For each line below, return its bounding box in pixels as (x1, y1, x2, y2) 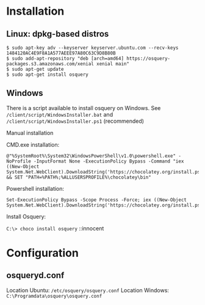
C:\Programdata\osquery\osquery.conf (6, 293, 103, 299)
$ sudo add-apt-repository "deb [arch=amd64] (6, 56, 124, 62)
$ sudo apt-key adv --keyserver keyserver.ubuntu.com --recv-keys (6, 45, 179, 51)
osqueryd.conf (6, 270, 65, 281)
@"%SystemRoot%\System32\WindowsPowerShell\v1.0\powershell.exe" (6, 153, 176, 159)
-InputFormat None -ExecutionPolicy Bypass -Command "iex (33, 158, 184, 164)
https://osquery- (126, 56, 171, 62)
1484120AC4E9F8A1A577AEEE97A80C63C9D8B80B (6, 50, 116, 56)
